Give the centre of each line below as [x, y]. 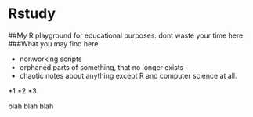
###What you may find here [53, 43]
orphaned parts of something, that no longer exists [101, 67]
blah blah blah [31, 106]
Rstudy [32, 14]
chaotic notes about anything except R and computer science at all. [128, 75]
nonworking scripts [51, 59]
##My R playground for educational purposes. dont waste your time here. [127, 35]
